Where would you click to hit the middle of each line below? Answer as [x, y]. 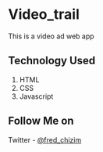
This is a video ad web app [51, 36]
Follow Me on [41, 121]
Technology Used [52, 61]
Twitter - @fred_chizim [45, 139]
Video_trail [44, 14]
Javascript [36, 96]
